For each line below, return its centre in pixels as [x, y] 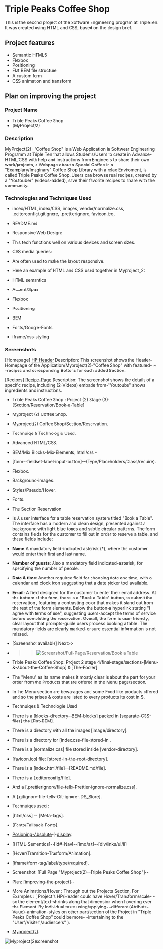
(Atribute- [139, 907]
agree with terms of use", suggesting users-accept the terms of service [84, 613]
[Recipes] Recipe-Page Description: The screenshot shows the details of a [80, 380]
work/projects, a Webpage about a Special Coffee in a [59, 165]
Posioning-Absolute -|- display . [42, 835]
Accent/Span [25, 289]
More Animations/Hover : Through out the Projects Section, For [75, 891]
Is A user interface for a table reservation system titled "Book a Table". [82, 518]
